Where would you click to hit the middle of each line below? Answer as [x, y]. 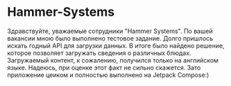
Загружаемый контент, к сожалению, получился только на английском [113, 60]
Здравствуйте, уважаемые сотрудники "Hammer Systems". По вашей [110, 31]
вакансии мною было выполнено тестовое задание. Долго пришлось [110, 38]
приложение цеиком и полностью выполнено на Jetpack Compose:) [108, 75]
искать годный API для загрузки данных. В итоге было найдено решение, [116, 45]
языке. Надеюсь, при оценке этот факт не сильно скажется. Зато [104, 67]
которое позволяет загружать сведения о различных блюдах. [100, 53]
